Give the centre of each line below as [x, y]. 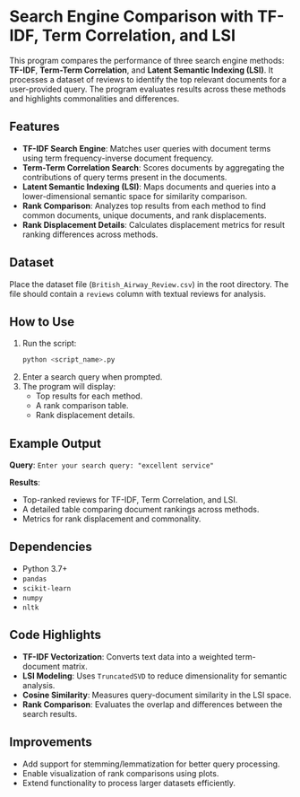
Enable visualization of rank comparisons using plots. [120, 773]
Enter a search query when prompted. [92, 377]
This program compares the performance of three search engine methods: [147, 60]
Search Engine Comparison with [132, 17]
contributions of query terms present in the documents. [124, 177]
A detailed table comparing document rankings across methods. [141, 510]
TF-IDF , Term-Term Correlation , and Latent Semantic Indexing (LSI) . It [141, 70]
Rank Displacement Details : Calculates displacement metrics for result [153, 224]
